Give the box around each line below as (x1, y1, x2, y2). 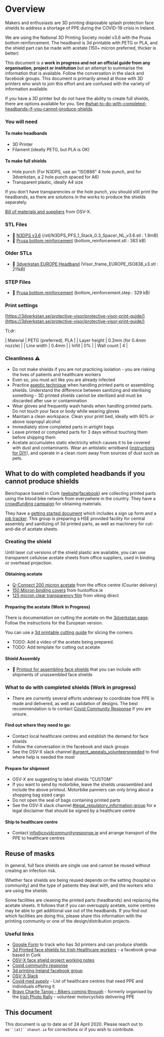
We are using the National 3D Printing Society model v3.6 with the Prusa (5, 34, 151, 40)
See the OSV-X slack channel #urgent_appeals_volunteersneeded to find (12, 748, 159, 754)
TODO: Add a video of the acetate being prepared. (12, 639, 114, 645)
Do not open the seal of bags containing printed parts (12, 797, 121, 803)
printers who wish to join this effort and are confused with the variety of (5, 80, 150, 87)
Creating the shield (5, 538, 51, 545)
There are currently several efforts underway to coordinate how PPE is (12, 695, 154, 701)
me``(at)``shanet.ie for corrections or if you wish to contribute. (5, 1027, 135, 1033)
